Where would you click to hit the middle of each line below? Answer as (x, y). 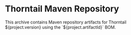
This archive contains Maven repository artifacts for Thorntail (66, 22)
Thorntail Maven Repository (62, 9)
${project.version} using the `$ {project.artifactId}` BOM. (60, 27)
